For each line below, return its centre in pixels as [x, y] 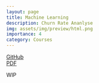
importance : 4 [24, 34]
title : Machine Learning [37, 17]
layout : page [23, 12]
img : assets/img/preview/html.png [50, 29]
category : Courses [29, 40]
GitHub [15, 57]
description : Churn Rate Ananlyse [50, 23]
